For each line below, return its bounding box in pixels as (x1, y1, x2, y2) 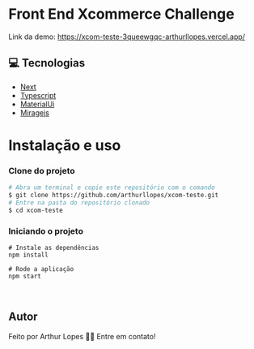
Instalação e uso (8, 136, 121, 154)
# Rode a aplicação (8, 265, 74, 274)
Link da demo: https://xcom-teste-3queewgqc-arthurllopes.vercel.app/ (8, 32, 245, 41)
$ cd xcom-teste (8, 206, 63, 214)
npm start (8, 273, 42, 281)
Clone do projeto (8, 165, 75, 176)
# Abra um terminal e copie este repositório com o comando (8, 183, 216, 192)
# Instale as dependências (8, 244, 99, 252)
